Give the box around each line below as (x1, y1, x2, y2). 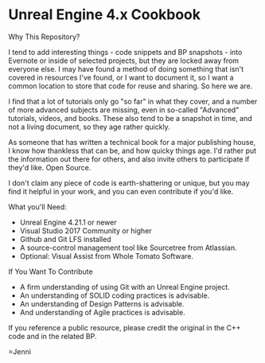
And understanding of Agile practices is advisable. (19, 307, 185, 317)
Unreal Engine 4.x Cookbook (8, 6, 201, 24)
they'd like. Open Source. (8, 162, 92, 172)
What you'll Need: (8, 201, 68, 212)
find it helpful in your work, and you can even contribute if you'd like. (8, 186, 234, 196)
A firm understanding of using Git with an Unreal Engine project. (19, 282, 230, 291)
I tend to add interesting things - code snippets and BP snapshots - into (8, 47, 243, 57)
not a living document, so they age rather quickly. (8, 122, 171, 131)
